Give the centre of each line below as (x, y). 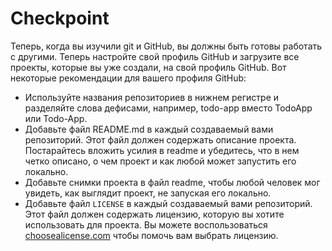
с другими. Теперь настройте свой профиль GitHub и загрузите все (155, 56)
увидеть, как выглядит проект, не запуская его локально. (148, 193)
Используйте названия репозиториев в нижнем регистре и (152, 97)
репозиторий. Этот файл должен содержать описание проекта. (160, 139)
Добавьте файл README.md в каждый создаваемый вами (149, 129)
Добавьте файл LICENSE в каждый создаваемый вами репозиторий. (168, 203)
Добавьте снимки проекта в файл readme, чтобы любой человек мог (172, 182)
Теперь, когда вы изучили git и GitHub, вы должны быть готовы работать (166, 46)
